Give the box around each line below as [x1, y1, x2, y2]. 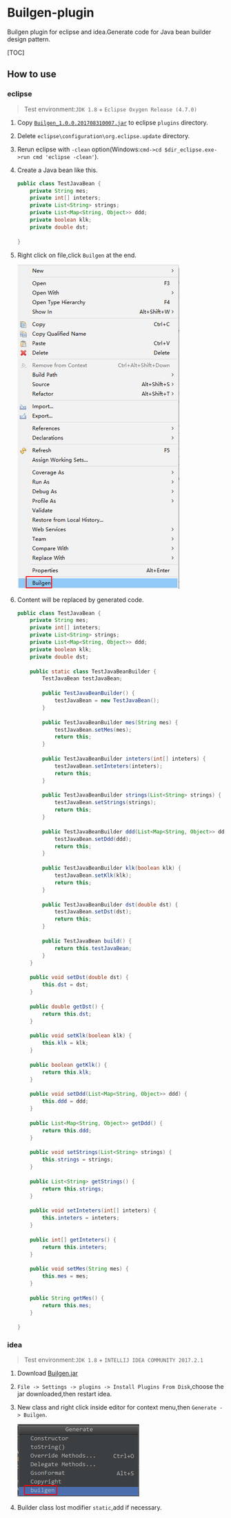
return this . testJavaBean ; [54, 945, 132, 951]
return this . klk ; [42, 1069, 92, 1076]
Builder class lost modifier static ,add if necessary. [17, 1503, 162, 1512]
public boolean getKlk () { [30, 1061, 108, 1068]
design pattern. [7, 35, 50, 43]
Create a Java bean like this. [17, 166, 98, 174]
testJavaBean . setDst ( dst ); [54, 909, 132, 915]
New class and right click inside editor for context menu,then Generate [17, 1403, 217, 1412]
